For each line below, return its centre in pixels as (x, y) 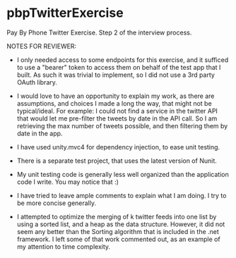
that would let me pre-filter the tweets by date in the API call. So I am (117, 118)
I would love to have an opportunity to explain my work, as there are (116, 96)
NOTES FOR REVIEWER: (42, 46)
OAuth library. (37, 82)
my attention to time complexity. (64, 246)
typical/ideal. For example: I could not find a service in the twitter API (117, 111)
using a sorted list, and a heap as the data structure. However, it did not (121, 224)
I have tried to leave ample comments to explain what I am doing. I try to (122, 195)
